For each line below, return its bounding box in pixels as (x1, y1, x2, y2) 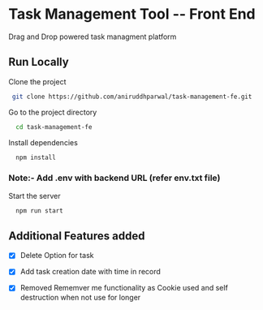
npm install (15, 153, 57, 161)
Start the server (8, 191, 61, 200)
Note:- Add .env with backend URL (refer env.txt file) (8, 172, 221, 183)
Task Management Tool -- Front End (8, 5, 256, 24)
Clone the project (8, 76, 67, 86)
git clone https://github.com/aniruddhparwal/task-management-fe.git (11, 93, 252, 101)
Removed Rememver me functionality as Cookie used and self (19, 283, 229, 293)
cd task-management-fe (15, 123, 93, 131)
